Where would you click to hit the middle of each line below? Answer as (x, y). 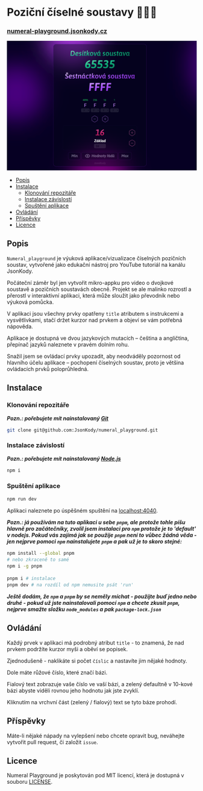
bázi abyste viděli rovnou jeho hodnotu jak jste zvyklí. (73, 690)
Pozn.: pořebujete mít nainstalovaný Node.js (64, 458)
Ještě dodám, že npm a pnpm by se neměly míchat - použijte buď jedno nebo (102, 596)
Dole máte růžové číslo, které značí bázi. (57, 672)
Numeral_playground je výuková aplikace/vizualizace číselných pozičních (96, 258)
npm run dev (22, 499)
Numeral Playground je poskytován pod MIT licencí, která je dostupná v (95, 775)
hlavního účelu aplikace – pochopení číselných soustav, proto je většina (95, 362)
